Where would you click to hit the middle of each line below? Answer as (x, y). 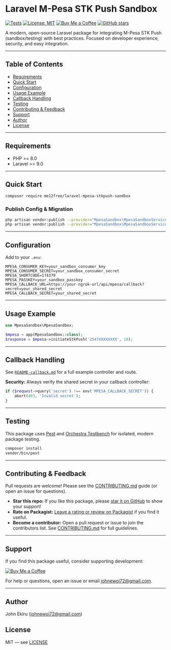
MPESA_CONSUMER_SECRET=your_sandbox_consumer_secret (62, 271)
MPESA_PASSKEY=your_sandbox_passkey (44, 280)
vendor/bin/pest (22, 453)
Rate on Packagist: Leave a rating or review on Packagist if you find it (86, 512)
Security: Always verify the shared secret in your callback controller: (78, 382)
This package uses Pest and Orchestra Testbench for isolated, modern (79, 433)
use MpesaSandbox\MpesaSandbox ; (39, 325)
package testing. (23, 439)
